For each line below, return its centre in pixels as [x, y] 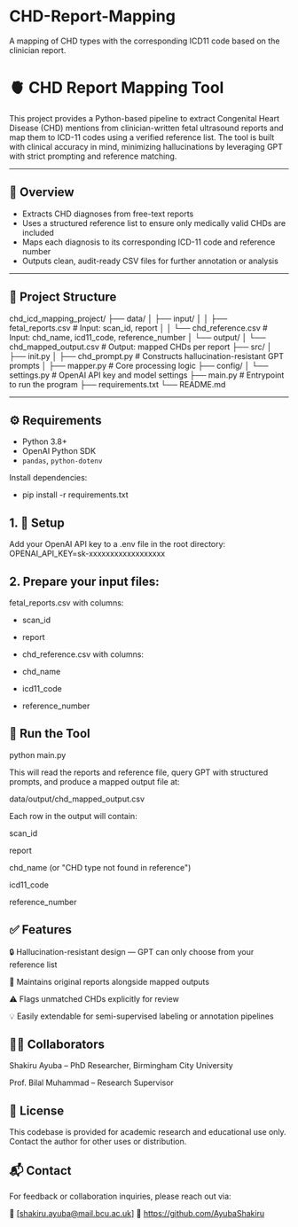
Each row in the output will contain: [73, 816]
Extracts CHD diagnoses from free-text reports [108, 214]
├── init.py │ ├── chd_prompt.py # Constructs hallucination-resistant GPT [146, 356]
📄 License [37, 1110]
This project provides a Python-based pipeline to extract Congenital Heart [144, 118]
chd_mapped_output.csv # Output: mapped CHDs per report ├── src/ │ [141, 347]
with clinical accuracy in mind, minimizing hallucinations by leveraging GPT [146, 146]
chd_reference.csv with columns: [83, 654]
